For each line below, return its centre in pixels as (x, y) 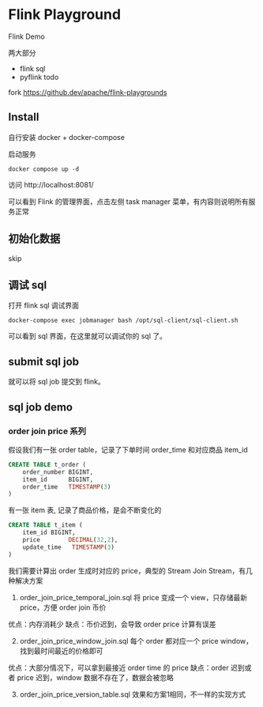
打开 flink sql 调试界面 (44, 305)
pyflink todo (39, 77)
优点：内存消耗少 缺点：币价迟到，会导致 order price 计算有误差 (112, 624)
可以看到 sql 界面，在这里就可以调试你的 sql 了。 (88, 336)
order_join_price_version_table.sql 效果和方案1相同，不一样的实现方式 (133, 694)
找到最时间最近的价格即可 (61, 651)
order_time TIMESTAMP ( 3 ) (67, 487)
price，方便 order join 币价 (63, 607)
